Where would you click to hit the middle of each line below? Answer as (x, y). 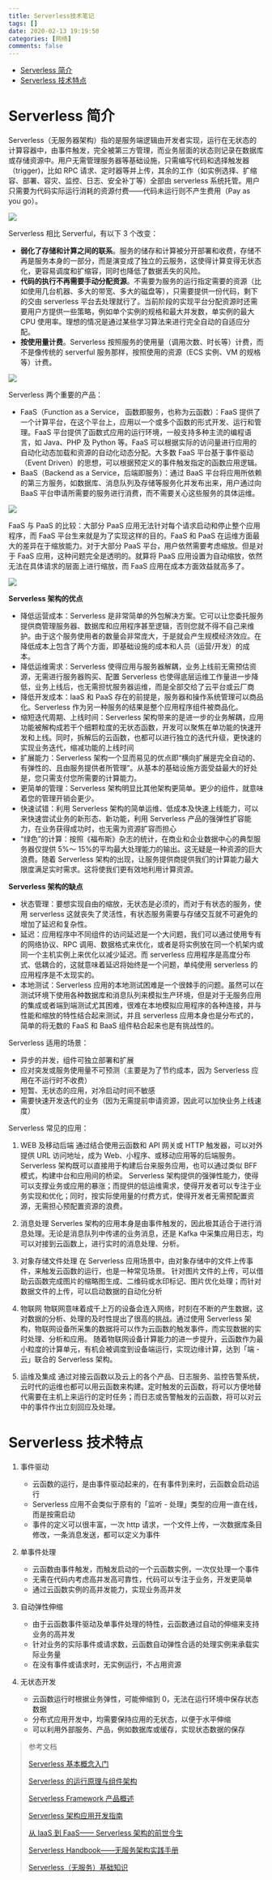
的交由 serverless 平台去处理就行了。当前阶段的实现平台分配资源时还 (135, 302)
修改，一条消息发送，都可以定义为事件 (96, 1535)
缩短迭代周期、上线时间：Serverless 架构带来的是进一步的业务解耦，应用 (142, 717)
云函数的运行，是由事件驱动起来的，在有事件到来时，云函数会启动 (142, 1484)
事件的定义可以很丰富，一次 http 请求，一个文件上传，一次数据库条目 (147, 1525)
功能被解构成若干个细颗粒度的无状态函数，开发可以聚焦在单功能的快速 (137, 728)
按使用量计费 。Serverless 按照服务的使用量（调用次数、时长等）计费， (138, 342)
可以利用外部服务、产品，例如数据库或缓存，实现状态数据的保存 (138, 1729)
